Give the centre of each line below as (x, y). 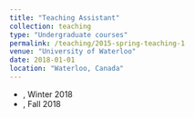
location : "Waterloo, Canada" (67, 69)
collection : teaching (51, 26)
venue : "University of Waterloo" (73, 52)
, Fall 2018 (41, 103)
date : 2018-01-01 (42, 60)
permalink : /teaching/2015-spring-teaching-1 (97, 43)
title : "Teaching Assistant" (65, 18)
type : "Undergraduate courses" (69, 34)
